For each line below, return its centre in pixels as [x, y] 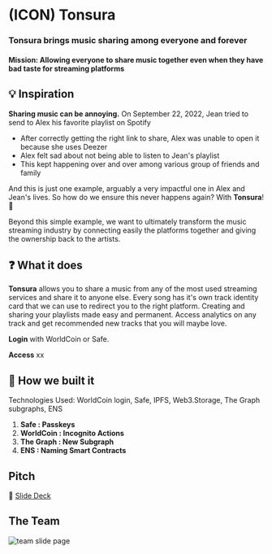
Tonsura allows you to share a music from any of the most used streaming [133, 289]
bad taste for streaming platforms [66, 68]
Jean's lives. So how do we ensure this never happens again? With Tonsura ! [136, 197]
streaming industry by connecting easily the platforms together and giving [132, 230]
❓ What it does [45, 265]
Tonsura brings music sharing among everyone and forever [128, 41]
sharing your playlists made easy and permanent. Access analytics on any [133, 315]
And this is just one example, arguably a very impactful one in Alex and [127, 188]
